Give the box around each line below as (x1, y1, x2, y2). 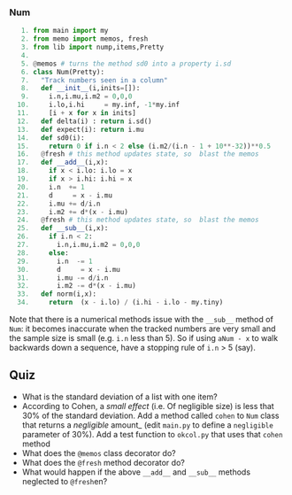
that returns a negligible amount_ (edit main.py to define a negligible (21, 419, 274, 430)
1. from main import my (20, 27, 109, 35)
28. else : (17, 248, 69, 258)
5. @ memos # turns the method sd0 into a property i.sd (20, 59, 232, 68)
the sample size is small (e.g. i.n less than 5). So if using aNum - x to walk (9, 333, 279, 344)
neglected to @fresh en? (21, 476, 108, 486)
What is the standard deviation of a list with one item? (21, 391, 219, 402)
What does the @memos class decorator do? (21, 447, 176, 458)
